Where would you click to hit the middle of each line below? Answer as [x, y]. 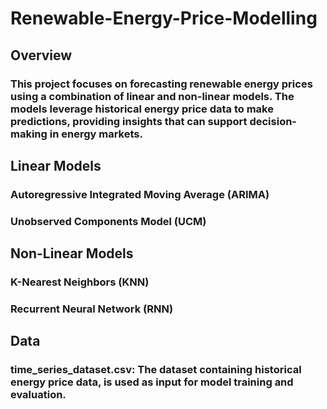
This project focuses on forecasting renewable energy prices [161, 84]
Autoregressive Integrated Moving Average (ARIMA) [140, 194]
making [29, 134]
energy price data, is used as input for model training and [152, 382]
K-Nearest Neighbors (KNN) [80, 282]
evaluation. [38, 395]
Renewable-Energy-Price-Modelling [164, 18]
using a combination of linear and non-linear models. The [152, 96]
